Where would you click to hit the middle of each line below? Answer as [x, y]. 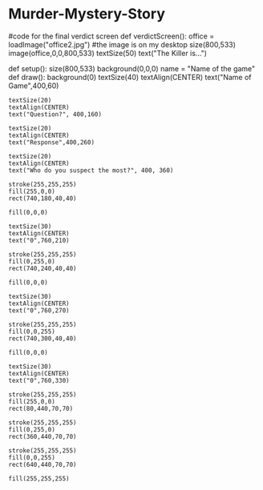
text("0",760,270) [39, 310]
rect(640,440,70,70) [43, 464]
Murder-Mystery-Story [87, 14]
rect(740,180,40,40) [43, 198]
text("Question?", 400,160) [55, 114]
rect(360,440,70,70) [43, 436]
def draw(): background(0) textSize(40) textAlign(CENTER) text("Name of [130, 77]
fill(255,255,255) [39, 478]
